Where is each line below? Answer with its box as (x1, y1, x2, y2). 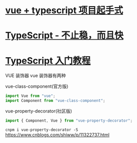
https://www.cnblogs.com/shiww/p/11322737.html (5, 131, 110, 137)
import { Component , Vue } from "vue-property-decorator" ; (5, 118, 133, 123)
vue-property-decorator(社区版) (5, 108, 73, 114)
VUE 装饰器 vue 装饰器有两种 (5, 73, 66, 79)
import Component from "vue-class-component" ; (5, 98, 106, 103)
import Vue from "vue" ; (5, 93, 56, 99)
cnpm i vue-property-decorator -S (5, 127, 79, 132)
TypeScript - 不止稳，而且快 (5, 30, 124, 41)
